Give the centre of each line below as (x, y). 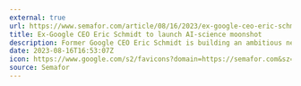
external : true (38, 17)
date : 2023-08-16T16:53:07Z (62, 51)
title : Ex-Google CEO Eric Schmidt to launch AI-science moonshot (136, 34)
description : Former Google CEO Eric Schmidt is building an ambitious (146, 43)
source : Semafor (39, 68)
